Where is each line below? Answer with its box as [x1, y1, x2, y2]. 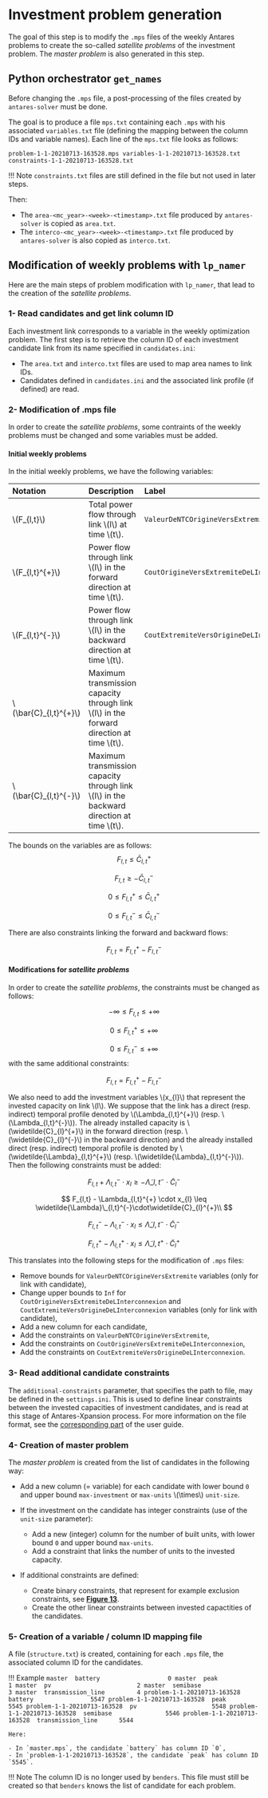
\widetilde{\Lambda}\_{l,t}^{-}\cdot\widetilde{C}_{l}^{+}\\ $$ [35, 1203, 233, 1212]
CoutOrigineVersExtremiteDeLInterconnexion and [19, 1297, 181, 1306]
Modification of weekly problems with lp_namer [8, 259, 246, 272]
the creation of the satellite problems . [8, 288, 132, 298]
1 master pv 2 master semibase [8, 1681, 202, 1689]
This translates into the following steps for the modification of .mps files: [8, 1255, 245, 1266]
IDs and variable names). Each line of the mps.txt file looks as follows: [8, 134, 238, 144]
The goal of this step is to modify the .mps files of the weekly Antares [8, 32, 235, 41]
